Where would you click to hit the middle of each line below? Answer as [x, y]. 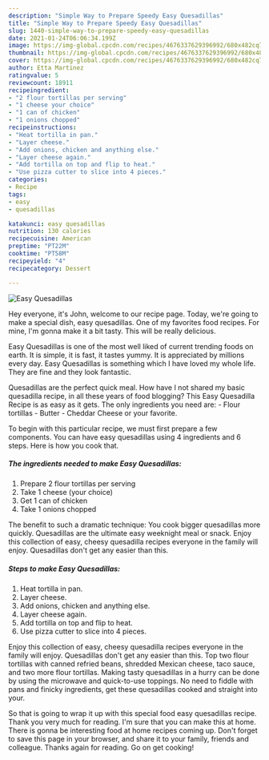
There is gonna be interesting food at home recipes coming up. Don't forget [133, 730]
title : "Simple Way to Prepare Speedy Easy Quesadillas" [105, 23]
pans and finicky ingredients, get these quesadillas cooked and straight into [133, 690]
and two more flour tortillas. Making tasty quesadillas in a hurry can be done [134, 673]
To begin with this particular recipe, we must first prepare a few [113, 428]
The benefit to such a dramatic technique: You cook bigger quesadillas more [134, 525]
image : [19, 46]
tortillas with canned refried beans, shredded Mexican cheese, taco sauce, [132, 664]
